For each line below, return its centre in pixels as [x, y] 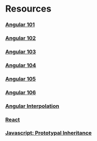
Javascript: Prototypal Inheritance [48, 133]
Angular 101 [20, 25]
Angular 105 [21, 79]
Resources [28, 9]
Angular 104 [21, 65]
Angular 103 [21, 52]
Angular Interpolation [32, 106]
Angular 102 [21, 38]
